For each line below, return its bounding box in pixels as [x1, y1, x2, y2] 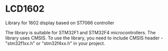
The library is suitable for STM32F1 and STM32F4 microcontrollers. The [5, 29, 156, 35]
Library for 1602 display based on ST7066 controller [5, 20, 115, 26]
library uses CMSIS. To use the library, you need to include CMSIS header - [5, 35, 163, 41]
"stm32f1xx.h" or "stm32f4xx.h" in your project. [5, 40, 105, 46]
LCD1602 [5, 3, 45, 15]
